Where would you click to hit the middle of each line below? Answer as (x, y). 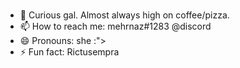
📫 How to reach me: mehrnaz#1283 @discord (115, 26)
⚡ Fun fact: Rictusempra (69, 51)
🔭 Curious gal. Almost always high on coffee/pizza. (124, 15)
